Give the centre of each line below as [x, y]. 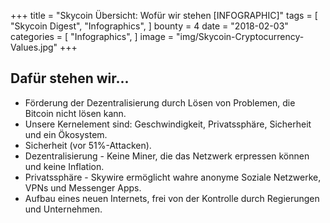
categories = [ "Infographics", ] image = [92, 36]
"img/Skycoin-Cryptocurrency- [240, 36]
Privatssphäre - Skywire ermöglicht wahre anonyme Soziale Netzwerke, [173, 177]
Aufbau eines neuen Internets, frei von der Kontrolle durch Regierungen [172, 198]
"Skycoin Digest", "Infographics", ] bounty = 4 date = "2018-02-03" [149, 26]
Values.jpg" [34, 47]
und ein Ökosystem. [66, 134]
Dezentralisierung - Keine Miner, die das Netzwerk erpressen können [167, 156]
